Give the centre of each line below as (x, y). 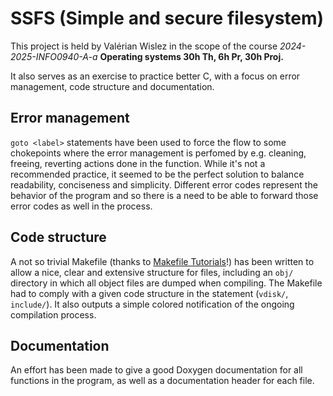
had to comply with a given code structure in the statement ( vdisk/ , (149, 293)
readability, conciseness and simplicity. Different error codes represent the (164, 184)
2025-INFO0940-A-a (54, 56)
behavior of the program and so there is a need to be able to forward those (164, 195)
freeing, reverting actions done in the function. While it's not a (138, 163)
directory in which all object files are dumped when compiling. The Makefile (166, 283)
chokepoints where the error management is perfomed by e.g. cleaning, (158, 153)
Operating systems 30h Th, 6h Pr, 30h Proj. (191, 56)
